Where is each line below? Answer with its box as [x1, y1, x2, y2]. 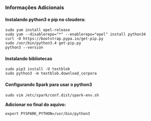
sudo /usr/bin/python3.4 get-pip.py [5, 40, 81, 46]
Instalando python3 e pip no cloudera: [5, 16, 86, 22]
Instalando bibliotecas [5, 55, 52, 61]
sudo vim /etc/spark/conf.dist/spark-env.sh [5, 92, 99, 97]
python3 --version [5, 45, 43, 50]
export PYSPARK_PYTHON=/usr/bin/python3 [5, 111, 91, 116]
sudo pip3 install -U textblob [5, 66, 70, 71]
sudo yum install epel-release [5, 27, 70, 32]
